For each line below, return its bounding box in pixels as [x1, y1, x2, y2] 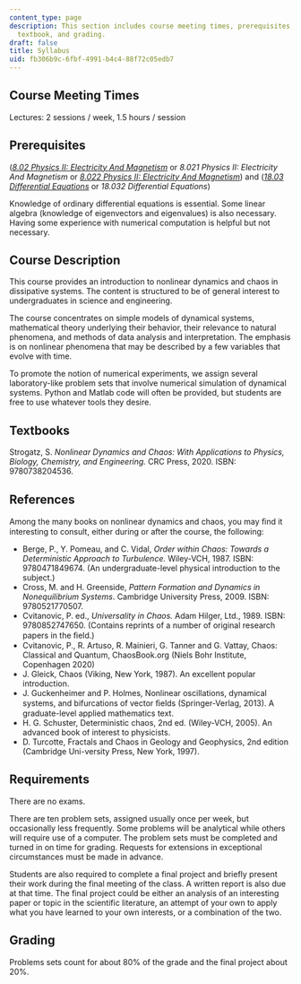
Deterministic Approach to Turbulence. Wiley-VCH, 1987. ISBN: [21, 553, 254, 564]
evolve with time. [9, 351, 73, 361]
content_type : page [9, 13, 82, 22]
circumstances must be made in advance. [9, 851, 164, 862]
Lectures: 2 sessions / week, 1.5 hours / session [9, 111, 186, 122]
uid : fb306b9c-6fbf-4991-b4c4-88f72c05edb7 [9, 55, 175, 64]
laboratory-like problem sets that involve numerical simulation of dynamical [9, 378, 287, 388]
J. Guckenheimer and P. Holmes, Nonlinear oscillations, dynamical [21, 688, 267, 699]
